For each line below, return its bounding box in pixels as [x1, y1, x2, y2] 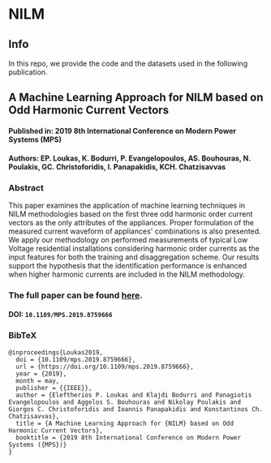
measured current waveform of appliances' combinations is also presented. [8, 226, 261, 236]
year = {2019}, [15, 370, 67, 378]
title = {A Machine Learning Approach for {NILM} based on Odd [15, 419, 234, 427]
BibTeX [8, 330, 37, 341]
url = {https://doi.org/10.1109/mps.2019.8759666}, [15, 362, 195, 371]
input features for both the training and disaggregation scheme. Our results [8, 252, 260, 262]
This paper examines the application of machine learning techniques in [8, 200, 246, 210]
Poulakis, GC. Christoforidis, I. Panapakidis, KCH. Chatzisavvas [8, 161, 226, 171]
